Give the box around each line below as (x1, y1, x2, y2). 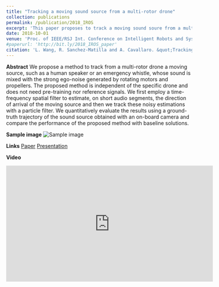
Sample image (6, 131, 43, 138)
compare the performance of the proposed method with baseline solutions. (6, 119, 189, 127)
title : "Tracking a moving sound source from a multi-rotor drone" (6, 8, 176, 15)
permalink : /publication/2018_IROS (6, 19, 94, 25)
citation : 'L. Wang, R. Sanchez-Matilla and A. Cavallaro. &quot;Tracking (6, 47, 194, 53)
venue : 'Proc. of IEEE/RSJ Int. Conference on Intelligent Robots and (6, 36, 184, 42)
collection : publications (6, 14, 70, 20)
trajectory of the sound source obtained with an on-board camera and (18, 113, 190, 120)
